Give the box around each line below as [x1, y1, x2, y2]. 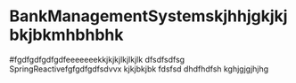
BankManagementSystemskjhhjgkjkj [9, 6, 288, 26]
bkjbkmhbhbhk [9, 25, 124, 45]
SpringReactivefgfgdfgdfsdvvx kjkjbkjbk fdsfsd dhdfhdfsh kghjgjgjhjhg [9, 64, 269, 74]
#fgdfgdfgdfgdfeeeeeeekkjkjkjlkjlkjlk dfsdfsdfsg [9, 54, 185, 64]
